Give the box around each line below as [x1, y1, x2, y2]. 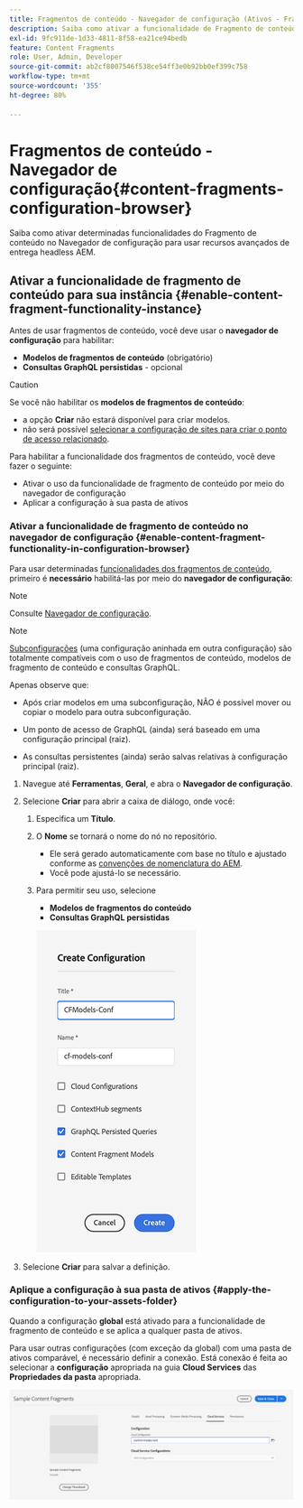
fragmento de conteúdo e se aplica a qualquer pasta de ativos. [9, 1325, 243, 1336]
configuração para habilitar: [9, 335, 115, 346]
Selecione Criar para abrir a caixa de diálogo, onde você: [22, 796, 235, 806]
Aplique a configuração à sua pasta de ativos [9, 1283, 211, 1296]
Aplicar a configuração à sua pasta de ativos [22, 498, 188, 508]
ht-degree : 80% [9, 90, 67, 99]
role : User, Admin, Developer [9, 52, 124, 62]
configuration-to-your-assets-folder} [9, 1295, 178, 1308]
